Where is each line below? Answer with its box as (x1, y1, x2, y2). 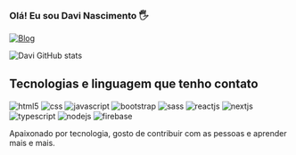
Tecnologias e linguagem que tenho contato (9, 76, 259, 91)
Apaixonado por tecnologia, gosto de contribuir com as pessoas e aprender (9, 128, 287, 139)
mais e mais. (9, 138, 55, 149)
